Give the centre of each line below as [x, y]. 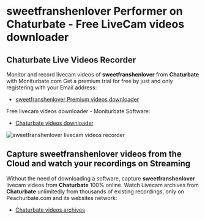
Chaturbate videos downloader [54, 123]
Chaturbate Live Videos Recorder [71, 60]
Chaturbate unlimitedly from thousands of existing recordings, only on [95, 191]
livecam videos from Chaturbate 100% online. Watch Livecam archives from [102, 185]
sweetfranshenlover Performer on [95, 11]
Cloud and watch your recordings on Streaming [99, 164]
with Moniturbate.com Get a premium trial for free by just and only [90, 81]
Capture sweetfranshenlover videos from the [94, 154]
